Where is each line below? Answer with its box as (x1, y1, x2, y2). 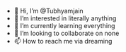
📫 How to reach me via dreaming (13, 37, 113, 45)
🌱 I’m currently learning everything (13, 22, 115, 30)
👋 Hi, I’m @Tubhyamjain (13, 7, 84, 15)
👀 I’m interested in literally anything (13, 14, 117, 22)
